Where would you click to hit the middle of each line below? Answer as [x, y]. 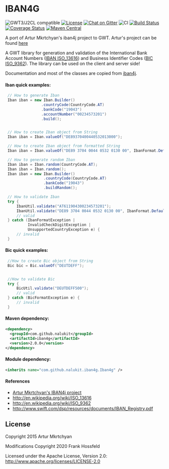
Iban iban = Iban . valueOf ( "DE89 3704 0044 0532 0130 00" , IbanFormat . [83, 151]
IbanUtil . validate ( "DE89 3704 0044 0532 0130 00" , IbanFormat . [84, 211]
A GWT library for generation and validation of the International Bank [76, 53]
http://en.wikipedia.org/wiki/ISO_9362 [52, 403]
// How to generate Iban [33, 96]
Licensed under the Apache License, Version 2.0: [56, 456]
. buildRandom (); [61, 188]
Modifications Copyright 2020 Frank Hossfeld [53, 446]
